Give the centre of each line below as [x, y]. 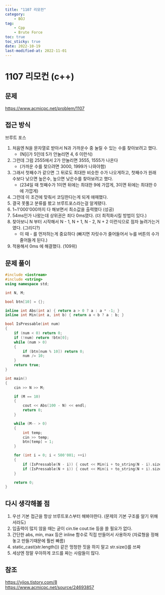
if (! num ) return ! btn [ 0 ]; [41, 338]
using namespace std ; [27, 284]
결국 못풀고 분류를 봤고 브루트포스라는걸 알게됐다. [59, 203]
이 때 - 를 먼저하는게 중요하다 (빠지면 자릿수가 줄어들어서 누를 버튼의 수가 [89, 234]
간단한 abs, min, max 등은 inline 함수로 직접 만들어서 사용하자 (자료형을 [81, 535]
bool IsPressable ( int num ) [33, 324]
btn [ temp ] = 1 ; [38, 442]
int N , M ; [15, 293]
